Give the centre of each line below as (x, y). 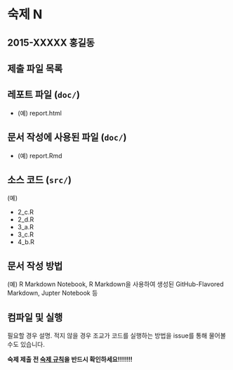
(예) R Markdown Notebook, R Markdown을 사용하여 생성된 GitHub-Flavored (116, 284)
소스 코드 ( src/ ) (40, 180)
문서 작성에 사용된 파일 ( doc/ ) (67, 138)
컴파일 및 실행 (35, 317)
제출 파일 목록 (35, 69)
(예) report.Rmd (40, 155)
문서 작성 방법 (35, 266)
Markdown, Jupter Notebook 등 (53, 293)
